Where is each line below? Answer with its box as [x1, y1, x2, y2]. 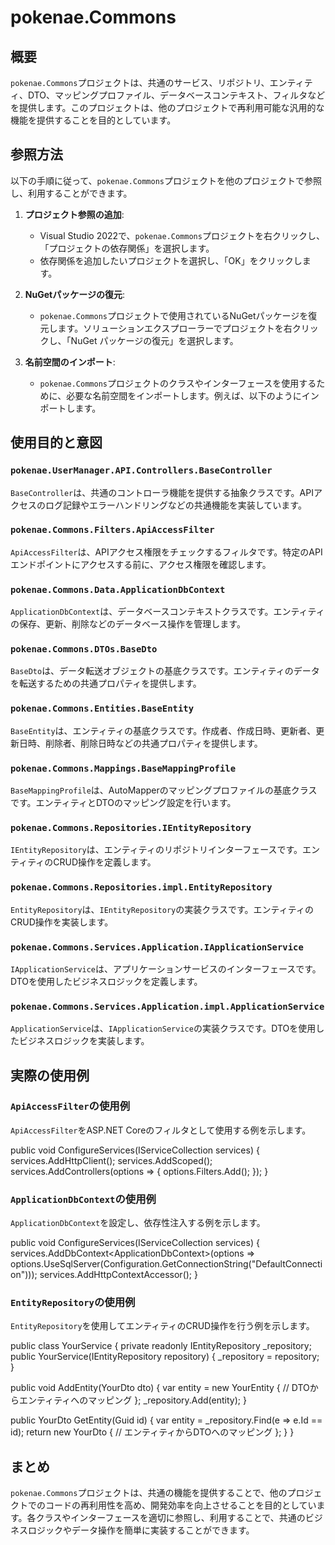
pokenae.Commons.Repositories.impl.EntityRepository [10, 882, 273, 893]
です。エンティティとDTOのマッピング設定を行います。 [10, 796, 237, 808]
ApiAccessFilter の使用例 [10, 1099, 131, 1113]
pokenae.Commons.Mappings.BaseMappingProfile [10, 762, 237, 774]
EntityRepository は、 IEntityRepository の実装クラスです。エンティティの [10, 903, 314, 915]
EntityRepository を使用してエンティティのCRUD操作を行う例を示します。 [10, 1320, 315, 1332]
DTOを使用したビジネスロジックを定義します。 [10, 975, 203, 987]
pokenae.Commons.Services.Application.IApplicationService [10, 941, 304, 953]
